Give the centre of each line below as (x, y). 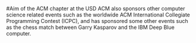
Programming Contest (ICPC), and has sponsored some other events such (97, 21)
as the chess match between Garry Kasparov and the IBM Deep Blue (90, 27)
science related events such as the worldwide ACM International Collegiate (98, 15)
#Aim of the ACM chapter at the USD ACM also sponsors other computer (96, 9)
